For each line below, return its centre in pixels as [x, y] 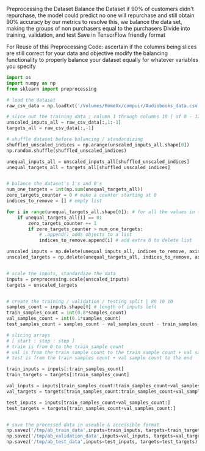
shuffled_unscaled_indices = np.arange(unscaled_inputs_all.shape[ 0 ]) [98, 145]
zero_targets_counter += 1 [63, 223]
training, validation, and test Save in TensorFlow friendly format [86, 35]
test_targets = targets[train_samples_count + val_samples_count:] [91, 408]
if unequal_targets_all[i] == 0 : [60, 218]
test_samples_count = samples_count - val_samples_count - [83, 324]
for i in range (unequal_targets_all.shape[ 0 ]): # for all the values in [101, 212]
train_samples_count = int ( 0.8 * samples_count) [67, 313]
